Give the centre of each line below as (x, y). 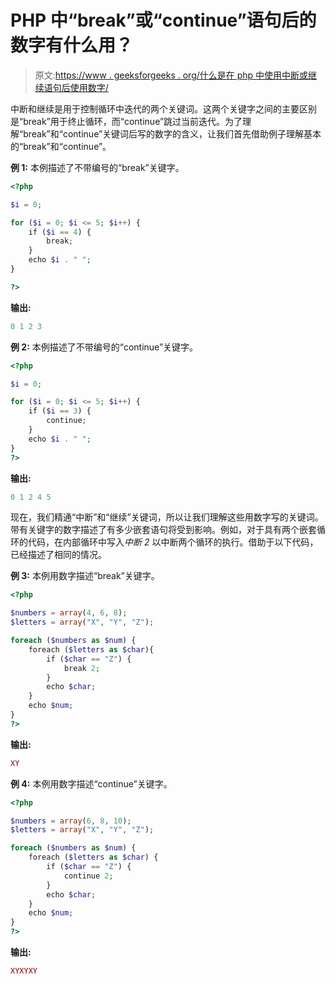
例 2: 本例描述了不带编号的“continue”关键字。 (104, 347)
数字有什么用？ (72, 45)
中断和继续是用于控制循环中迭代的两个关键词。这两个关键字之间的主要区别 (163, 108)
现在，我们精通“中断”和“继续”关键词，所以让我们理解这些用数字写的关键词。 (167, 517)
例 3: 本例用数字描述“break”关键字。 (85, 576)
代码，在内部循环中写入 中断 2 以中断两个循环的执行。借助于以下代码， (173, 542)
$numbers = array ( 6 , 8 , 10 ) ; (71, 821)
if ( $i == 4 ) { (60, 232)
